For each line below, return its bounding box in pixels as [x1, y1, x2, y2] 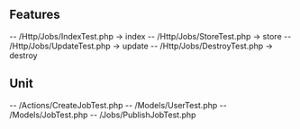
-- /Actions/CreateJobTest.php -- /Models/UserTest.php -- [9, 99, 227, 110]
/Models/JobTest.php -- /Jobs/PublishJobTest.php [9, 109, 196, 120]
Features [9, 7, 60, 22]
